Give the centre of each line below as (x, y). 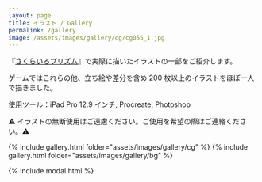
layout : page (30, 15)
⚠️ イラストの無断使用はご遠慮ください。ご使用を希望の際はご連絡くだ (124, 121)
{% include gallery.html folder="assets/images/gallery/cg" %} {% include (128, 147)
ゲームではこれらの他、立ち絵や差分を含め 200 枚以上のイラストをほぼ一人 (131, 78)
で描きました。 (33, 88)
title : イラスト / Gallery (50, 23)
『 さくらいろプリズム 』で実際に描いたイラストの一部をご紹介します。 (123, 61)
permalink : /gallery (42, 30)
